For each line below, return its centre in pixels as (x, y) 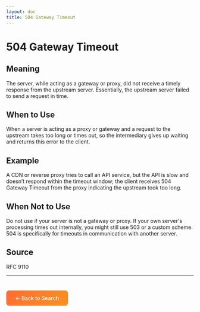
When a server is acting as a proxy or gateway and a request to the (88, 129)
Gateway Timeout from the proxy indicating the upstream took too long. (94, 188)
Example (23, 160)
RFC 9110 (18, 267)
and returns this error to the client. (48, 142)
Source (20, 253)
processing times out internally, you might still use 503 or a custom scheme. (100, 227)
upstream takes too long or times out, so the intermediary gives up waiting (97, 136)
